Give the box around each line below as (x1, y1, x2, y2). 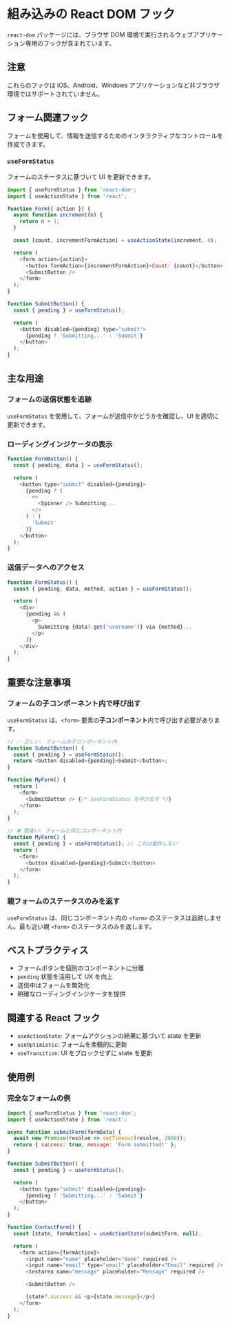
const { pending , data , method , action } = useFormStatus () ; (13, 585, 193, 592)
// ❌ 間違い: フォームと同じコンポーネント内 (7, 827, 122, 835)
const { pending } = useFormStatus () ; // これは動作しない (13, 840, 178, 847)
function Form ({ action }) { (7, 205, 91, 212)
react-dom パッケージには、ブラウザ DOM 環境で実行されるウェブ (7, 30, 194, 39)
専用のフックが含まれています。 (25, 39, 116, 47)
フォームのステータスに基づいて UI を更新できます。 (7, 172, 155, 180)
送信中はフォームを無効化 (17, 981, 90, 989)
